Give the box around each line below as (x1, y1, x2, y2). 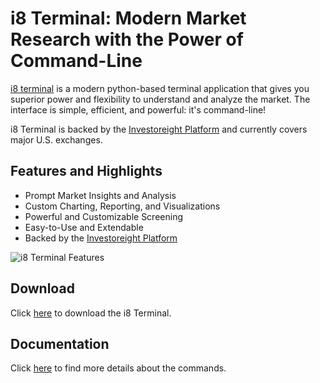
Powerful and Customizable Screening (24, 210, 183, 222)
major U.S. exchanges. (10, 133, 103, 146)
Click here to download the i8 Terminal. (10, 307, 172, 319)
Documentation (10, 335, 110, 352)
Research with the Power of (10, 28, 244, 51)
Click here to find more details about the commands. (10, 362, 227, 374)
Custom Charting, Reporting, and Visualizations (24, 200, 221, 212)
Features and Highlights (10, 163, 163, 180)
